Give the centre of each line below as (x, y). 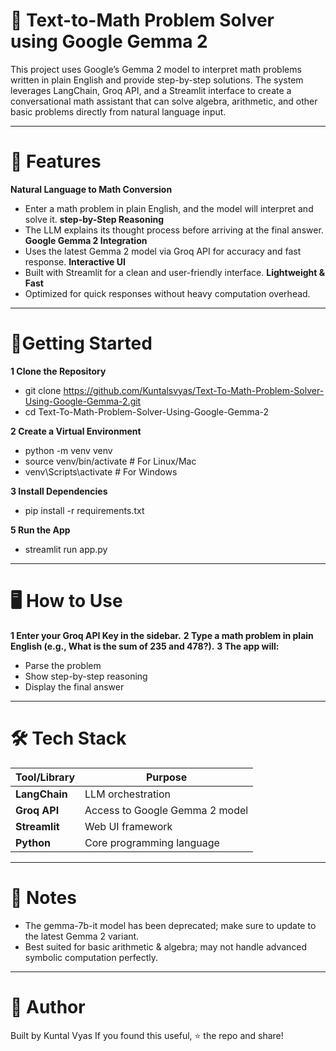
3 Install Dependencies (59, 491)
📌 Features (56, 161)
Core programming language (152, 842)
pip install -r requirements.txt (84, 510)
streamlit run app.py (66, 549)
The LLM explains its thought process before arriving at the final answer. (174, 230)
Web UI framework (128, 826)
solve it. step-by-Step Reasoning (94, 219)
